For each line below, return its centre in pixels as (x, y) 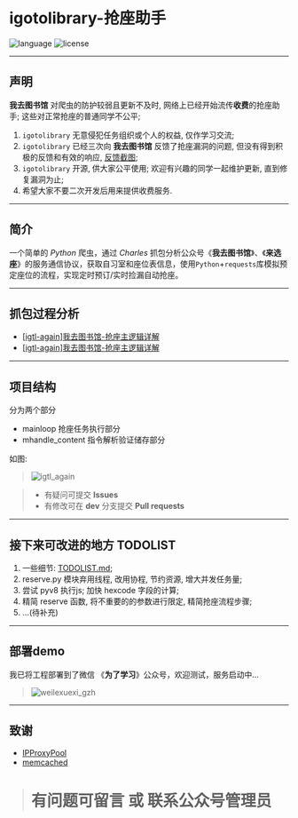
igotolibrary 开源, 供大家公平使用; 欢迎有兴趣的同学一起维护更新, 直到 (151, 168)
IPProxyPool (44, 752)
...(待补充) (40, 612)
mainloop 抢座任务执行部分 (71, 429)
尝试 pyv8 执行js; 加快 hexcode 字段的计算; (100, 590)
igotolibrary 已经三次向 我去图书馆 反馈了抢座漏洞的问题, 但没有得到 (149, 146)
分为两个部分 (32, 410)
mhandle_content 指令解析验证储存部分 (94, 440)
